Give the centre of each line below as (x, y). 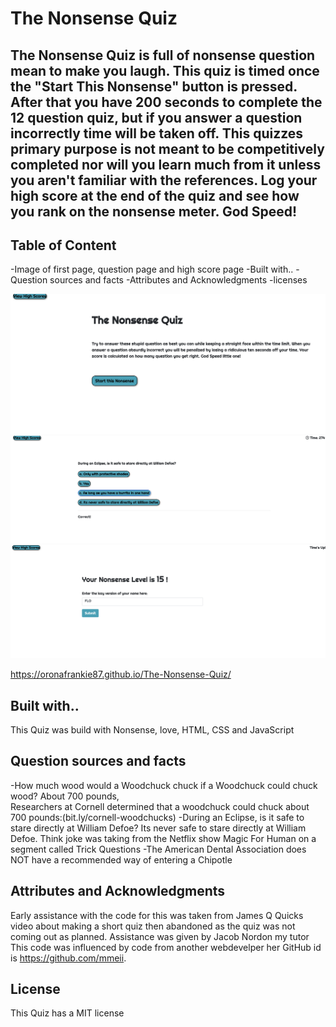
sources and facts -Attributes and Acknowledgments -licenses (178, 280)
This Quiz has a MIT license (67, 1013)
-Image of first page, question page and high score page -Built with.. (152, 269)
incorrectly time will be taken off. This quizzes (157, 133)
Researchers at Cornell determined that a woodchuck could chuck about (160, 806)
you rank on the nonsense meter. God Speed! (154, 211)
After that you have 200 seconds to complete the (166, 102)
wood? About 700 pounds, (65, 796)
